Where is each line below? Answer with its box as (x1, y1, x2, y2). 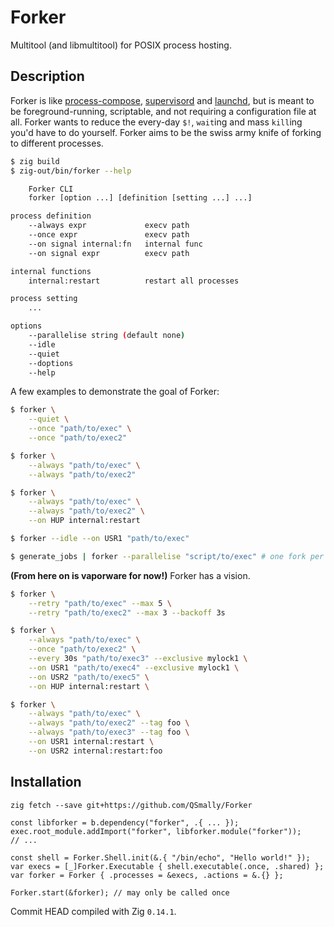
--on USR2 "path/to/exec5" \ (28, 672, 150, 682)
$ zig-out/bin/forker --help (10, 166, 132, 176)
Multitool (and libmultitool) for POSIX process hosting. (10, 39, 232, 51)
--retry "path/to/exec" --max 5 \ (28, 598, 172, 608)
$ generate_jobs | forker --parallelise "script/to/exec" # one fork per (10, 551, 325, 561)
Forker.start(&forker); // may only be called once (10, 887, 230, 898)
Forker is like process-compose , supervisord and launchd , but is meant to (10, 94, 315, 106)
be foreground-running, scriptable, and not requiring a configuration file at (10, 105, 317, 117)
